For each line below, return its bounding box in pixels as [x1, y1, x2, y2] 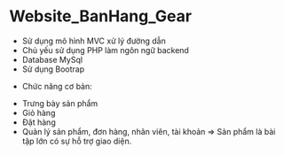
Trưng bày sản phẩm [21, 97, 99, 108]
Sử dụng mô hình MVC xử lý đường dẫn [21, 35, 166, 46]
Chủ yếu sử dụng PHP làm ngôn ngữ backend [21, 44, 189, 55]
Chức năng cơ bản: [21, 81, 93, 91]
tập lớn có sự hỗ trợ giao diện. [21, 136, 132, 146]
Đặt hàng [21, 117, 56, 128]
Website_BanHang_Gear [9, 6, 193, 27]
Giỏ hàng [21, 107, 56, 118]
